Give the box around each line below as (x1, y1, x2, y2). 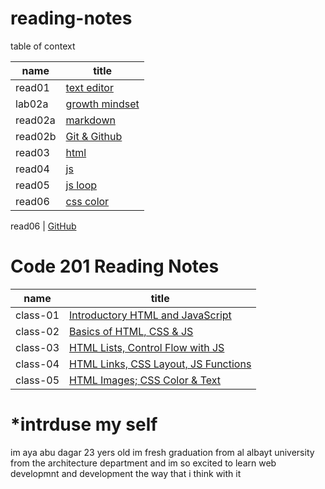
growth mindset (65, 97, 140, 111)
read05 (15, 178, 50, 192)
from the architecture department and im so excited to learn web (10, 457, 277, 469)
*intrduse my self (10, 413, 158, 436)
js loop (65, 178, 98, 192)
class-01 (15, 308, 60, 322)
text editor (65, 80, 114, 94)
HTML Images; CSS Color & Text (69, 373, 222, 387)
